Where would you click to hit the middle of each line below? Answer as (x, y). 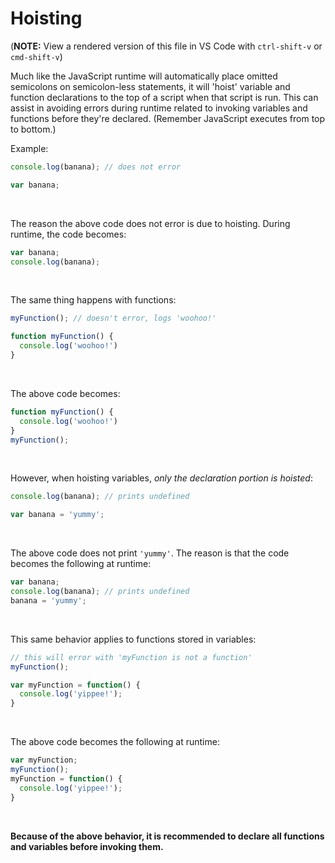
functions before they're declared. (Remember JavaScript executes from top (168, 118)
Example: (29, 148)
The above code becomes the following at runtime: (115, 742)
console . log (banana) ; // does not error (96, 167)
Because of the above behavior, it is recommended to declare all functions (167, 836)
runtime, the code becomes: (68, 234)
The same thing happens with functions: (93, 300)
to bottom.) (33, 129)
